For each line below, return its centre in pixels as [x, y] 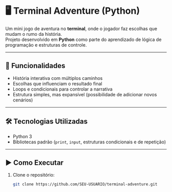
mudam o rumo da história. [34, 34]
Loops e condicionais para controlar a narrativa [62, 89]
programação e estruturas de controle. [46, 45]
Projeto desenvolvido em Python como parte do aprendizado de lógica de [83, 39]
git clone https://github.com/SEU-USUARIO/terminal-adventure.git [85, 184]
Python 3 [22, 136]
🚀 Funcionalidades [35, 66]
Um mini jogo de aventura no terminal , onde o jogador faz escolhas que [81, 28]
